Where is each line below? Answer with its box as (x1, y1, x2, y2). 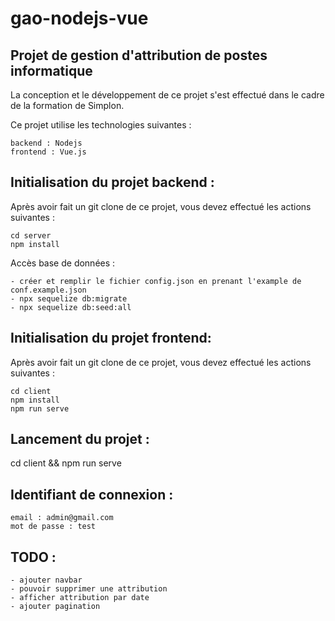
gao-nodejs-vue (10, 7, 149, 30)
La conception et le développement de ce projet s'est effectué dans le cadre (10, 89, 325, 101)
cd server (10, 230, 52, 241)
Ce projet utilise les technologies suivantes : (10, 119, 192, 131)
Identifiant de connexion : (10, 486, 174, 503)
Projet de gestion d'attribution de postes (10, 47, 268, 64)
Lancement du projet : (10, 431, 150, 448)
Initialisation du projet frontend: (10, 330, 212, 347)
